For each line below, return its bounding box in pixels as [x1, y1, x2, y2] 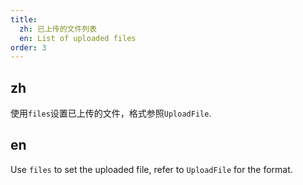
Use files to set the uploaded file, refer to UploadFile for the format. [10, 163, 293, 175]
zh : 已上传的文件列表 [19, 24, 98, 34]
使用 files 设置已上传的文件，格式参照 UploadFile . [10, 107, 212, 120]
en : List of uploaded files [19, 33, 137, 43]
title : [10, 14, 38, 25]
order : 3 [10, 42, 47, 53]
